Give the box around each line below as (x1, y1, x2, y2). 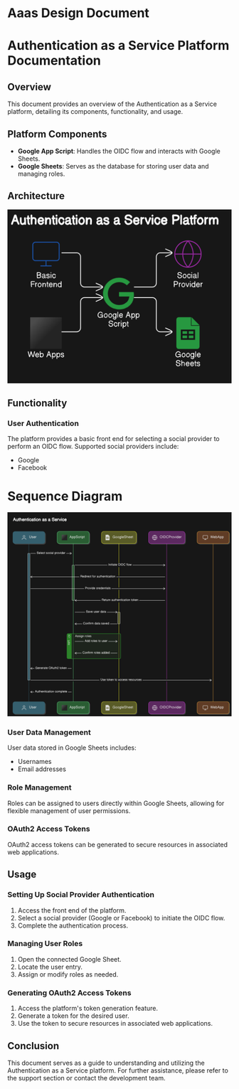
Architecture (7, 190, 65, 202)
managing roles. (17, 169, 65, 178)
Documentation (7, 53, 102, 69)
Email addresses (17, 765, 66, 773)
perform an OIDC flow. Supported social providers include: (7, 442, 179, 451)
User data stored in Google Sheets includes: (7, 743, 137, 752)
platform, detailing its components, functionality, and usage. (7, 107, 184, 116)
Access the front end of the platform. (17, 905, 127, 915)
